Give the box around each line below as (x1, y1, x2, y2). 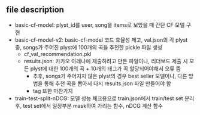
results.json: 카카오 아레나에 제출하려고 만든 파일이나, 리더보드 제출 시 (23, 57, 188, 64)
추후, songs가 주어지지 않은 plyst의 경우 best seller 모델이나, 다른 (32, 72, 187, 79)
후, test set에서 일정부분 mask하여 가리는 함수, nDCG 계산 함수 (14, 102, 163, 109)
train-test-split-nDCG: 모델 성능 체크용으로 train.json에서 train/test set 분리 (14, 95, 195, 102)
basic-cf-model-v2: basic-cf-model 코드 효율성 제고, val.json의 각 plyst (14, 36, 188, 43)
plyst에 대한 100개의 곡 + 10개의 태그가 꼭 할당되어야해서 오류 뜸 (30, 65, 181, 72)
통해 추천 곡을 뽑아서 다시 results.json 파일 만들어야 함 (44, 80, 172, 87)
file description (6, 5, 65, 15)
